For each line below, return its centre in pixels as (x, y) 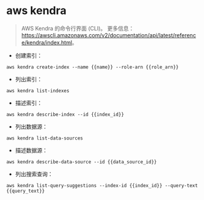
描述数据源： (31, 150)
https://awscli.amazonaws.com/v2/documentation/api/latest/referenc (109, 35)
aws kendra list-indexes (38, 91)
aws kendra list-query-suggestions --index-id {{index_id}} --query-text (102, 185)
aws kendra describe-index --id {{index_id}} (65, 114)
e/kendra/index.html (46, 42)
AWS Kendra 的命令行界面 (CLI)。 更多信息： (78, 28)
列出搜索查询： (34, 174)
